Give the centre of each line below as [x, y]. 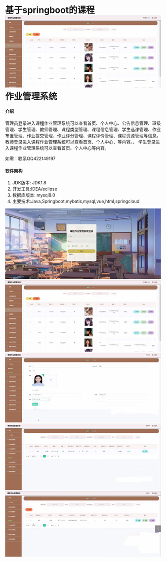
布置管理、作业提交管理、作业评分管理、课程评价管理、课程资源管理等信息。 [83, 135]
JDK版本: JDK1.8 [29, 183]
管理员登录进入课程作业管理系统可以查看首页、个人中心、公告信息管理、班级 [83, 123]
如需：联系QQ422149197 [30, 158]
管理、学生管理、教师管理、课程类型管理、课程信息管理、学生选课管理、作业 [83, 129]
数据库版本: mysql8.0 [34, 195]
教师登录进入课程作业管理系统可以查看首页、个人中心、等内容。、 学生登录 [80, 142]
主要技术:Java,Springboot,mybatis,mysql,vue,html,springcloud [76, 202]
